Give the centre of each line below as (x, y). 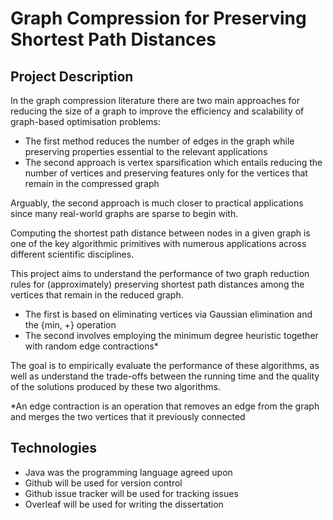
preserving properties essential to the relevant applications (146, 151)
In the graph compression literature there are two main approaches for (155, 100)
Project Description (72, 76)
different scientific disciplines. (72, 254)
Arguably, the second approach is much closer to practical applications (157, 203)
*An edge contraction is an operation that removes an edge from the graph (165, 406)
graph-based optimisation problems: (85, 121)
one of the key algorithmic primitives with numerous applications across (158, 243)
